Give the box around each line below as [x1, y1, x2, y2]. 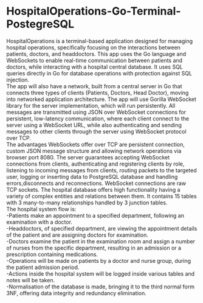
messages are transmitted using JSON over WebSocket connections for [6, 108, 187, 116]
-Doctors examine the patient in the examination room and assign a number [6, 237, 196, 245]
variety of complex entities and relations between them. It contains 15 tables [6, 192, 197, 200]
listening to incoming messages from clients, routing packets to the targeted [6, 166, 198, 174]
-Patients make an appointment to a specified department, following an [6, 212, 184, 219]
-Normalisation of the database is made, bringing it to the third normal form [6, 283, 195, 290]
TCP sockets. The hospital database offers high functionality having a [6, 186, 181, 193]
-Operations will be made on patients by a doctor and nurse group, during [6, 257, 191, 264]
